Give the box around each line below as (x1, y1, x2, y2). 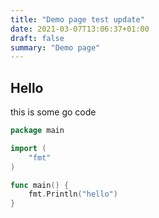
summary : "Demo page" (10, 42, 101, 53)
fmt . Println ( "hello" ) (28, 189, 118, 200)
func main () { (10, 180, 70, 190)
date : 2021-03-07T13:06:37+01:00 (10, 24, 150, 34)
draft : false (10, 33, 65, 43)
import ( (10, 143, 47, 153)
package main (10, 126, 65, 136)
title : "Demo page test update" (10, 14, 145, 25)
